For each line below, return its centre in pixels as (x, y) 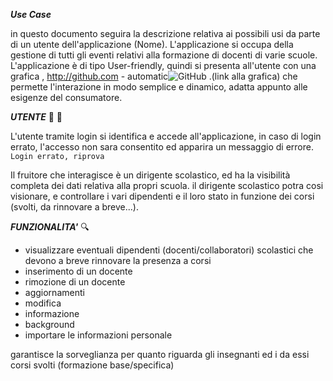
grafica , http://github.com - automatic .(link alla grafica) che (154, 76)
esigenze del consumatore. (66, 97)
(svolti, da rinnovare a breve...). (74, 207)
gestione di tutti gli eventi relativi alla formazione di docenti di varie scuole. (164, 55)
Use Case (31, 14)
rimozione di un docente (75, 282)
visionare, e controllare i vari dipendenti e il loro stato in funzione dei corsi (162, 196)
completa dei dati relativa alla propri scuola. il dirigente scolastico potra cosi (167, 185)
